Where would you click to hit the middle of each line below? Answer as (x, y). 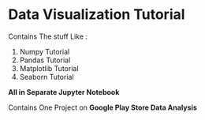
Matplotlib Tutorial (49, 68)
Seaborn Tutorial (47, 77)
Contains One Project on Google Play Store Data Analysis (102, 107)
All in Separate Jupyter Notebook (64, 92)
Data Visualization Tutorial (97, 15)
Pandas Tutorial (45, 60)
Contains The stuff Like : (48, 36)
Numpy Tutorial (45, 51)
